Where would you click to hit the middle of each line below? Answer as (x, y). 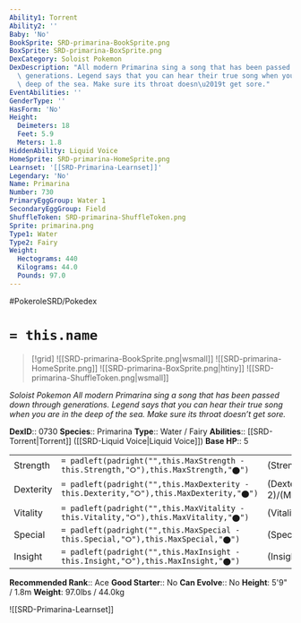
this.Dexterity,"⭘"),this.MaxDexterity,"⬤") (160, 494)
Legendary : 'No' (39, 175)
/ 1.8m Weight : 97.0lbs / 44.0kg (67, 592)
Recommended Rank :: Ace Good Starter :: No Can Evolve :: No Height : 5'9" (149, 582)
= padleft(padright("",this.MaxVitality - (153, 508)
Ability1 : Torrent (43, 17)
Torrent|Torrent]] (40, 440)
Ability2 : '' (34, 26)
